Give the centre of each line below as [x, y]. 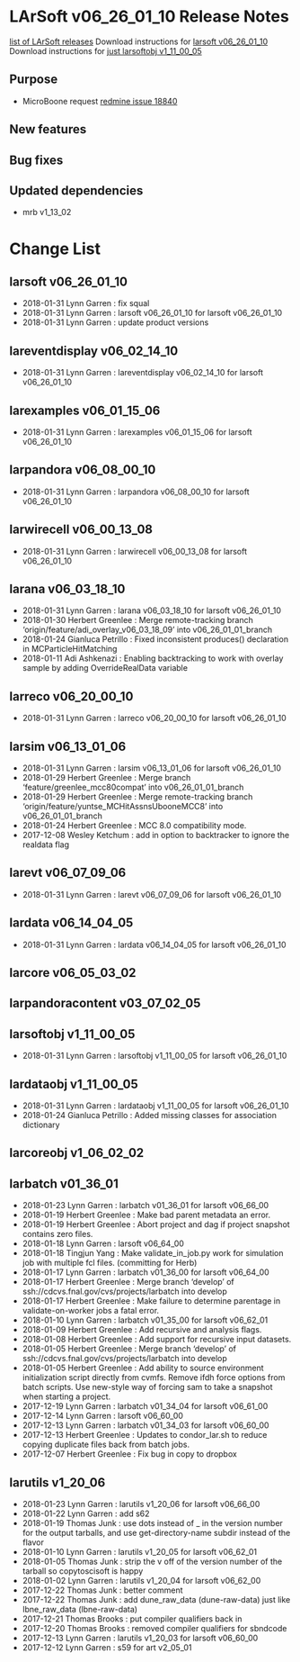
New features [48, 129]
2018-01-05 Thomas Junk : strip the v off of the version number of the [152, 1562]
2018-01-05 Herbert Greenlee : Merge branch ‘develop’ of [129, 1349]
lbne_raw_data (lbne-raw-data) [79, 1610]
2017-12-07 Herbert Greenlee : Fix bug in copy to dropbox [130, 1454]
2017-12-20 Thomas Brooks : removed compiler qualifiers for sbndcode [154, 1629]
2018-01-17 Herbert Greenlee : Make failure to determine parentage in [151, 1301]
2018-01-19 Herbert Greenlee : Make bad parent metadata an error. [146, 1215]
